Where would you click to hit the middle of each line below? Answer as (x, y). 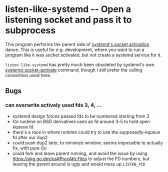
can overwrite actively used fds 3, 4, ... (53, 105)
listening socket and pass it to (68, 20)
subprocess (30, 30)
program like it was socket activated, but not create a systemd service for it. (83, 55)
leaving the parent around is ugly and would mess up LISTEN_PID (79, 164)
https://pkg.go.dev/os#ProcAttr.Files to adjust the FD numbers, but (81, 158)
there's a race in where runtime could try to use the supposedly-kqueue (86, 132)
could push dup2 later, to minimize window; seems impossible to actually (88, 142)
